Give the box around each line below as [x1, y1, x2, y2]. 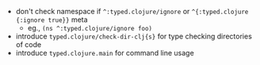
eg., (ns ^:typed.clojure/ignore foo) [27, 23, 153, 32]
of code [15, 40, 42, 49]
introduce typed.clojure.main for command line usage [15, 49, 194, 57]
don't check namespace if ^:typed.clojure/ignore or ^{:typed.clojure [15, 7, 249, 16]
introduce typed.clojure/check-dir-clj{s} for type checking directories [15, 31, 252, 41]
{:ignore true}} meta [15, 15, 89, 24]
